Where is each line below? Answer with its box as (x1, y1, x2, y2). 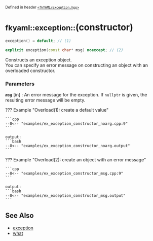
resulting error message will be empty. (5, 97, 86, 103)
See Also (5, 211, 34, 220)
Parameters (5, 80, 34, 87)
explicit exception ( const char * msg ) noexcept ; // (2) (5, 47, 124, 53)
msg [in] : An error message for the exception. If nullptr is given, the (5, 91, 147, 97)
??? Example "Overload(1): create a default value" (5, 107, 109, 113)
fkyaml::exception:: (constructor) (5, 22, 133, 33)
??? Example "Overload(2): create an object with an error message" (5, 156, 146, 162)
